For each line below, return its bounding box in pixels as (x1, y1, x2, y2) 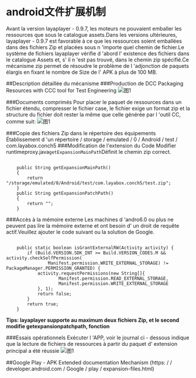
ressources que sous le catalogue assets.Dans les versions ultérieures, (6, 31, 177, 38)
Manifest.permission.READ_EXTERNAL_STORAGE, (58, 276, 169, 281)
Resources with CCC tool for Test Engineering (6, 87, 117, 94)
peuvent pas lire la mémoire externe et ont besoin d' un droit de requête (6, 222, 180, 229)
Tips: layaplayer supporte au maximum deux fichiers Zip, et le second (6, 317, 180, 324)
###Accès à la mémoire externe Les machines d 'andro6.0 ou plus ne (6, 216, 174, 223)
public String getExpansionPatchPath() (16, 190, 114, 196)
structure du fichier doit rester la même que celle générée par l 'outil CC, (6, 111, 181, 118)
